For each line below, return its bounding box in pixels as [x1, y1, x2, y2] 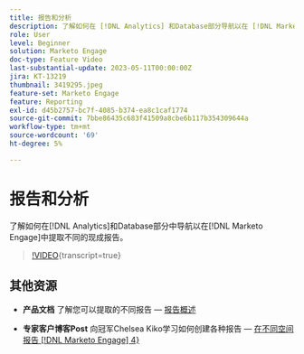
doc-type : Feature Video [9, 55, 103, 64]
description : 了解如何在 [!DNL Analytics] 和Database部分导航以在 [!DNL [9, 22, 273, 31]
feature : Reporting [9, 97, 83, 107]
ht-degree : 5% [9, 139, 63, 148]
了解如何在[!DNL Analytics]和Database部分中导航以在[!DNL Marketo [9, 220, 264, 231]
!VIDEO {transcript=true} [31, 249, 122, 260]
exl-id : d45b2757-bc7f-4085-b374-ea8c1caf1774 [9, 106, 188, 115]
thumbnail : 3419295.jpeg [9, 80, 103, 89]
